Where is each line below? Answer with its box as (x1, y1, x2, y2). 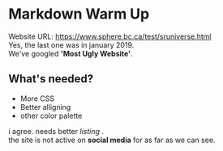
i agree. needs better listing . (8, 126, 104, 136)
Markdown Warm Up (8, 5, 150, 23)
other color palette (19, 111, 83, 120)
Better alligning (19, 102, 71, 111)
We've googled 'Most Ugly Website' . (8, 48, 133, 58)
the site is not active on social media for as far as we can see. (8, 135, 216, 145)
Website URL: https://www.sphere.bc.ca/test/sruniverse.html (8, 31, 212, 41)
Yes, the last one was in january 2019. (8, 40, 135, 49)
